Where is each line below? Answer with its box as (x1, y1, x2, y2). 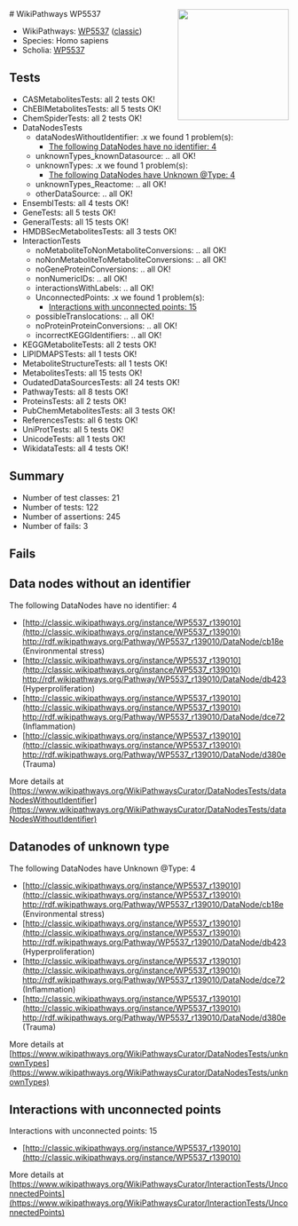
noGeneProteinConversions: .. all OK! (35, 264, 171, 274)
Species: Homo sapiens (21, 36, 109, 45)
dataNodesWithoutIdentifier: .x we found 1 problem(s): (35, 131, 233, 142)
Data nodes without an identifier (9, 576, 192, 591)
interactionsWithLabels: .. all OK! (35, 282, 154, 293)
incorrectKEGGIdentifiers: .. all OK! (35, 329, 162, 340)
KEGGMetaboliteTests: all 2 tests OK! (21, 339, 157, 350)
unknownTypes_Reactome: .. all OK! (35, 178, 167, 189)
